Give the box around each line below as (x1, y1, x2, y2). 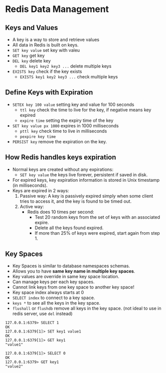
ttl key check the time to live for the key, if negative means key (19, 106, 152, 113)
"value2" (5, 364, 23, 369)
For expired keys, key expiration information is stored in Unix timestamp (12, 177, 160, 183)
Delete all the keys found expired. (34, 225, 104, 231)
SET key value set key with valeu (12, 47, 80, 53)
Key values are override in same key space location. (12, 274, 120, 280)
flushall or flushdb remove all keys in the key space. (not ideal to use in (12, 306, 162, 312)
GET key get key (12, 52, 45, 58)
